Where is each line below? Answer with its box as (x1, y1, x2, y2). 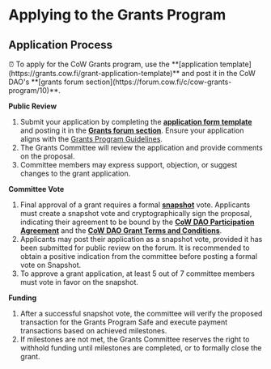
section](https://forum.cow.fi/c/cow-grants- (85, 77, 232, 87)
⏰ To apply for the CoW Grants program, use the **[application (8, 59, 218, 69)
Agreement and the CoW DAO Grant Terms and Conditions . (19, 226, 222, 235)
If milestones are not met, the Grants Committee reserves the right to (19, 334, 250, 344)
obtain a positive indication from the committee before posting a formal (19, 252, 257, 261)
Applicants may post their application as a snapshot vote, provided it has (19, 235, 263, 244)
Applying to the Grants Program (8, 6, 227, 24)
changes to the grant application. (19, 168, 131, 178)
